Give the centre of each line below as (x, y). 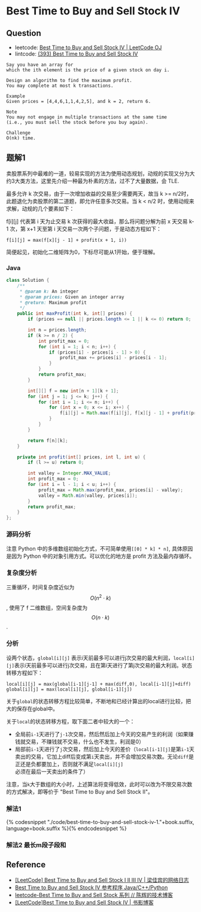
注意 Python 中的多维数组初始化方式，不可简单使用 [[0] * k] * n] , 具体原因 (100, 548)
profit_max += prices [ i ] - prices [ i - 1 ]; (113, 358)
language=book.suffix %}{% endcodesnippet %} (66, 829)
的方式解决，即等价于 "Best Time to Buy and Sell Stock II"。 (80, 792)
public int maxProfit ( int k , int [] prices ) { (75, 314)
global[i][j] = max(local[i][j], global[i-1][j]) (69, 689)
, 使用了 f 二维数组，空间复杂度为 (47, 608)
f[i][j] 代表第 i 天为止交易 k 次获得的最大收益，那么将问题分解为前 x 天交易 (97, 221)
